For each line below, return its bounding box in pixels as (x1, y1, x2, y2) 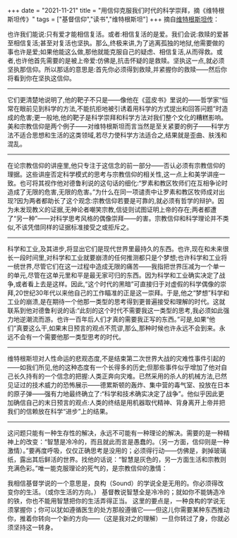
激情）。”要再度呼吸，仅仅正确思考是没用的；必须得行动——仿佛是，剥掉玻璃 (7, 446, 227, 455)
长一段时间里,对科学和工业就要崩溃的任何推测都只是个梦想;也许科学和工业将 (7, 253, 228, 262)
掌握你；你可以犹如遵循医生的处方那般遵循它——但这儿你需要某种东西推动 (13, 506, 230, 513)
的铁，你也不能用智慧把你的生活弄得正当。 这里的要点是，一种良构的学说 (7, 496, 219, 505)
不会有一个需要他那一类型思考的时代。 (13, 333, 125, 341)
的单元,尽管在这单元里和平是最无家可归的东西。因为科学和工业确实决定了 (7, 271, 220, 279)
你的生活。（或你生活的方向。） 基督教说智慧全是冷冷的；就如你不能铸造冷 (13, 488, 226, 496)
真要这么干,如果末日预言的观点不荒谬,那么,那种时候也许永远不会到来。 (16, 324, 220, 332)
